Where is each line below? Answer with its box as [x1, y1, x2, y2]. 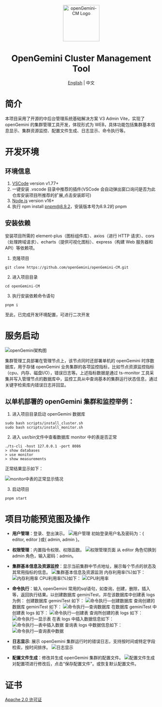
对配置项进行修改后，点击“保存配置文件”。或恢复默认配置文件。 [12, 661, 139, 667]
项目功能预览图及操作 [5, 514, 90, 525]
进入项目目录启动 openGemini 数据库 [12, 411, 86, 417]
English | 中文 [67, 80, 95, 85]
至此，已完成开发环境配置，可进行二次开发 [5, 311, 90, 317]
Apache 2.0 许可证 [5, 697, 42, 703]
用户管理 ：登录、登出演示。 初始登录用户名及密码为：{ [12, 530, 144, 536]
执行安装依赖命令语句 [12, 293, 55, 299]
